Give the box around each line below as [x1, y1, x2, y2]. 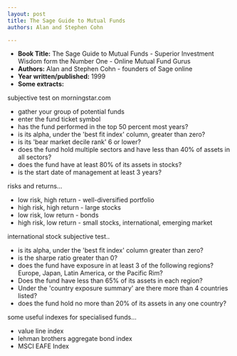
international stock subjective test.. [7, 233, 110, 241]
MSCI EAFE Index [17, 342, 70, 350]
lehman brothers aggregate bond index [17, 335, 133, 343]
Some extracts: [17, 80, 64, 88]
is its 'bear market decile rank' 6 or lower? [17, 138, 141, 146]
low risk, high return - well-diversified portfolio [17, 195, 154, 204]
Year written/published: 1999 [17, 72, 106, 81]
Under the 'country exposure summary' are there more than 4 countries [17, 284, 228, 293]
